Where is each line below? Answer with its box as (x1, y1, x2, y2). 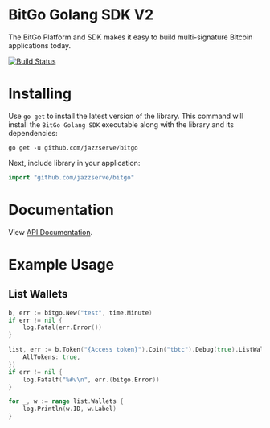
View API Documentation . (8, 227, 93, 237)
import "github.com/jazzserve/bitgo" (8, 173, 135, 182)
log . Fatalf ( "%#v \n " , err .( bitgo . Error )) (22, 376, 160, 384)
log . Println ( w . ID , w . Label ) (22, 405, 117, 414)
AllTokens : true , (22, 353, 81, 361)
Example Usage (8, 255, 115, 274)
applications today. (8, 40, 72, 50)
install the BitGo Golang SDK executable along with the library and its (8, 119, 235, 130)
